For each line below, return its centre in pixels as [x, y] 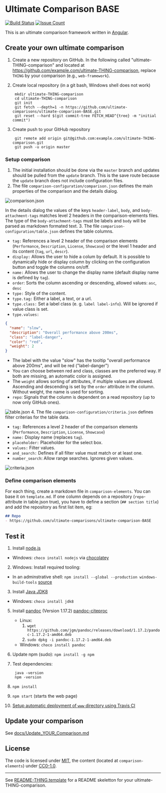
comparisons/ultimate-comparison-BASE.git [57, 111]
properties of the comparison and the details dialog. [65, 191]
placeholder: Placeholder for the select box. [57, 443]
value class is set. [30, 309]
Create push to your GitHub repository [51, 129]
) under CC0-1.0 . [40, 766]
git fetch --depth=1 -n [39, 107]
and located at [70, 65]
